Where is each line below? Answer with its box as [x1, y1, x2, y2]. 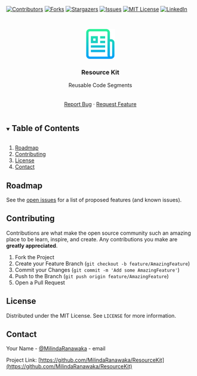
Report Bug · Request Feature [64, 101, 137, 108]
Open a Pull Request [14, 279, 66, 286]
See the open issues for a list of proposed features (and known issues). [6, 196, 182, 203]
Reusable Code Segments [68, 82, 133, 89]
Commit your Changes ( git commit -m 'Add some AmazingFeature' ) [14, 266, 180, 274]
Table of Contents [11, 123, 79, 133]
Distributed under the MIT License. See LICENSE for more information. [6, 312, 176, 319]
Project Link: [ [6, 356, 41, 363]
